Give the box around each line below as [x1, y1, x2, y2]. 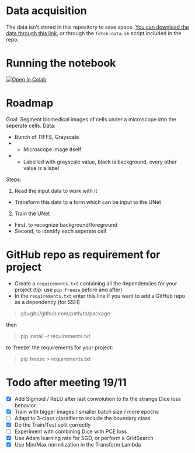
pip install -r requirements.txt [20, 332, 90, 339]
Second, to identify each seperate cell [14, 227, 106, 234]
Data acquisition [6, 4, 87, 18]
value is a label [23, 164, 60, 171]
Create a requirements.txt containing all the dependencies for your [14, 280, 177, 287]
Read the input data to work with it [14, 187, 97, 194]
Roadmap [6, 97, 54, 110]
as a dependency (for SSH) [14, 298, 81, 305]
